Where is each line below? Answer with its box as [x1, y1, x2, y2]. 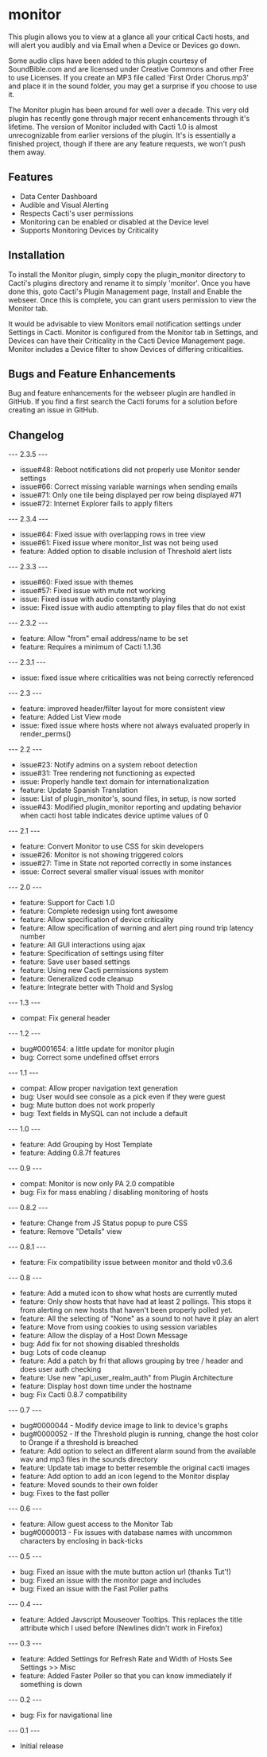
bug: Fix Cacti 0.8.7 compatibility [19, 1390, 128, 1400]
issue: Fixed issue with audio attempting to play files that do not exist [19, 603, 246, 612]
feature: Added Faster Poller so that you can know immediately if [19, 1671, 232, 1681]
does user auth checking [19, 1365, 102, 1374]
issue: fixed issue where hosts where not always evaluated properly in [19, 720, 250, 730]
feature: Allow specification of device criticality [19, 915, 174, 924]
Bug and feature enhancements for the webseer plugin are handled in [8, 388, 236, 398]
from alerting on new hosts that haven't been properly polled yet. [19, 1306, 233, 1315]
